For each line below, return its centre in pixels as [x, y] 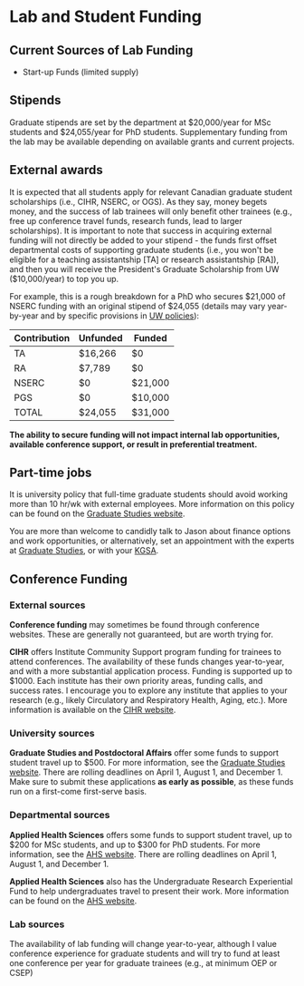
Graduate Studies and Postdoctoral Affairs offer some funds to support [144, 753]
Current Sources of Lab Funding [101, 50]
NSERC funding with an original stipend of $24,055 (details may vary [138, 306]
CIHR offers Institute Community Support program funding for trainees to [146, 652]
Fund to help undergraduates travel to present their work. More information [149, 891]
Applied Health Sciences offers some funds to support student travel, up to [151, 835]
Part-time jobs [51, 473]
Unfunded [101, 337]
